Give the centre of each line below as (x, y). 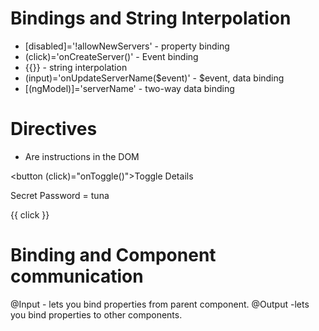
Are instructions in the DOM (82, 156)
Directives (54, 129)
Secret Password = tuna (60, 195)
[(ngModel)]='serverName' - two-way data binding (129, 88)
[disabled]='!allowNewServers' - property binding (127, 46)
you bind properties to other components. (96, 314)
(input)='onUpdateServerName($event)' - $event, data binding (154, 78)
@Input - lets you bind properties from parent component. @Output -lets (160, 304)
